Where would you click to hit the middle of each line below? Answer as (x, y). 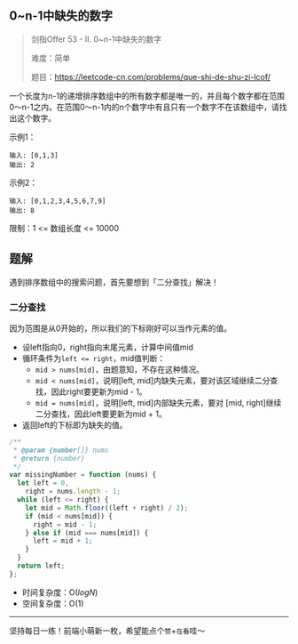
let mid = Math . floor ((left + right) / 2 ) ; (107, 508)
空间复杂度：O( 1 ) (53, 603)
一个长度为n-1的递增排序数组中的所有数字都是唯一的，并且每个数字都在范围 (147, 95)
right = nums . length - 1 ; (73, 492)
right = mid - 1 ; (65, 524)
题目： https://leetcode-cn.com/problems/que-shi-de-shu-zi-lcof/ (151, 76)
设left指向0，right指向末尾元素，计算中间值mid (107, 347)
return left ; (41, 566)
